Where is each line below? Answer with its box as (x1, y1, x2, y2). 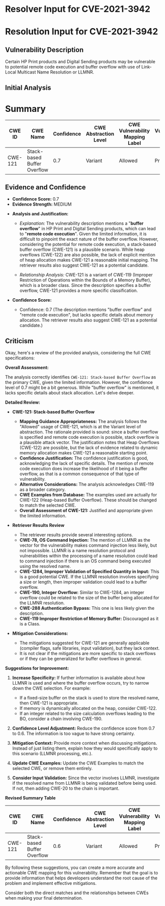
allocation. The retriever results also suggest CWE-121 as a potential (19, 317, 157, 323)
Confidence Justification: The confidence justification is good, (19, 455, 148, 461)
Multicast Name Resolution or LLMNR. (17, 69, 94, 75)
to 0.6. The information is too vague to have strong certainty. (12, 731, 135, 736)
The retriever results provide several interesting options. (19, 532, 134, 538)
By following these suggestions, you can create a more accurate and (5, 865, 144, 871)
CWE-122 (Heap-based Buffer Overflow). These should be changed (19, 497, 157, 503)
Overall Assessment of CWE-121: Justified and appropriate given (19, 508, 153, 514)
